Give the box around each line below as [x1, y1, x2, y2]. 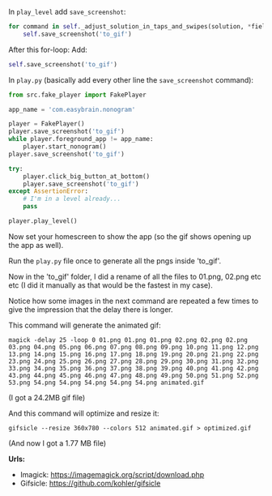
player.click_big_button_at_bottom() [23, 172, 151, 181]
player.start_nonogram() [23, 143, 107, 151]
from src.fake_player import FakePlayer [8, 91, 147, 99]
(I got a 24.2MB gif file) [8, 392, 86, 402]
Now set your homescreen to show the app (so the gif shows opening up [8, 231, 252, 242]
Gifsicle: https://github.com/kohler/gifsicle [19, 478, 161, 488]
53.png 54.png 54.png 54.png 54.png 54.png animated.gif [8, 378, 205, 387]
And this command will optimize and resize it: [8, 408, 159, 418]
